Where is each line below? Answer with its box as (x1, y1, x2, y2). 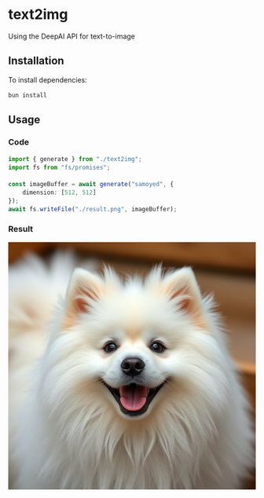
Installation (8, 54, 64, 68)
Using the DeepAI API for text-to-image (8, 31, 136, 41)
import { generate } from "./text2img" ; (8, 156, 143, 163)
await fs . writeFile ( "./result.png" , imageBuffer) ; (8, 205, 178, 213)
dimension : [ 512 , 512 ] (22, 189, 97, 196)
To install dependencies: (8, 75, 88, 84)
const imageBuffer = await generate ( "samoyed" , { (8, 180, 174, 188)
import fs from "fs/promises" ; (8, 163, 111, 172)
